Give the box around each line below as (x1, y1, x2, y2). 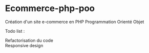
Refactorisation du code (5, 37, 54, 43)
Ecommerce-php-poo (5, 3, 95, 14)
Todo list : (5, 28, 25, 34)
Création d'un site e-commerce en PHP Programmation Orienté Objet (5, 19, 144, 25)
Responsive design (5, 42, 43, 48)
